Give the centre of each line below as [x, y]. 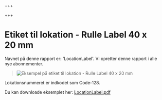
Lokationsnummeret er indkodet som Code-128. [52, 82]
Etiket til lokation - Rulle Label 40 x [76, 35]
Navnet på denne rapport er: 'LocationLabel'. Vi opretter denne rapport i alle [81, 59]
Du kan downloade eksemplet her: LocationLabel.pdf [58, 92]
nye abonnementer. [24, 63]
